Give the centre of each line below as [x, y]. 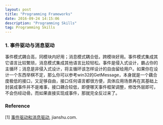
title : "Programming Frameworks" [39, 14]
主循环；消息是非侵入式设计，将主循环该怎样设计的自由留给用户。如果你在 [79, 69]
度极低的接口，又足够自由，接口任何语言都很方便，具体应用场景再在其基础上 [81, 81]
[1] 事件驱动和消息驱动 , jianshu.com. [41, 117]
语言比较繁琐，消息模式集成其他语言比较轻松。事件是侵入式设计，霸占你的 [83, 63]
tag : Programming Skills [30, 28]
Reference [17, 106]
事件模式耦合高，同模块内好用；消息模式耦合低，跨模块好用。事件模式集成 [79, 57]
